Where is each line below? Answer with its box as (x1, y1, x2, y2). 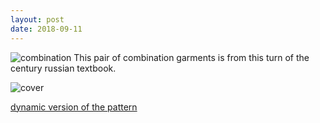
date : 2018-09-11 (10, 24, 83, 34)
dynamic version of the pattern (10, 101, 138, 113)
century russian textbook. (10, 62, 117, 74)
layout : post (10, 14, 65, 25)
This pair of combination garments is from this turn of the (73, 51, 310, 63)
